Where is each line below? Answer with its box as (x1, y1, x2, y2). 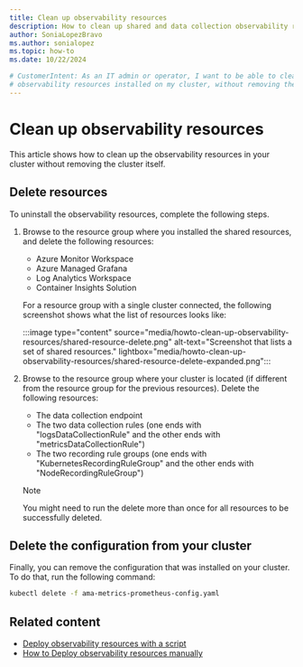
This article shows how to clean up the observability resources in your (9, 148, 271, 159)
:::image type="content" (22, 326, 113, 337)
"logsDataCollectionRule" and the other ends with (35, 428, 221, 439)
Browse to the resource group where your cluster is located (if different (22, 372, 288, 384)
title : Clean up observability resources (9, 13, 168, 23)
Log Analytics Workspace (35, 272, 132, 283)
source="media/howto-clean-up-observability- (114, 326, 289, 337)
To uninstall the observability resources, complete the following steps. (9, 209, 270, 220)
